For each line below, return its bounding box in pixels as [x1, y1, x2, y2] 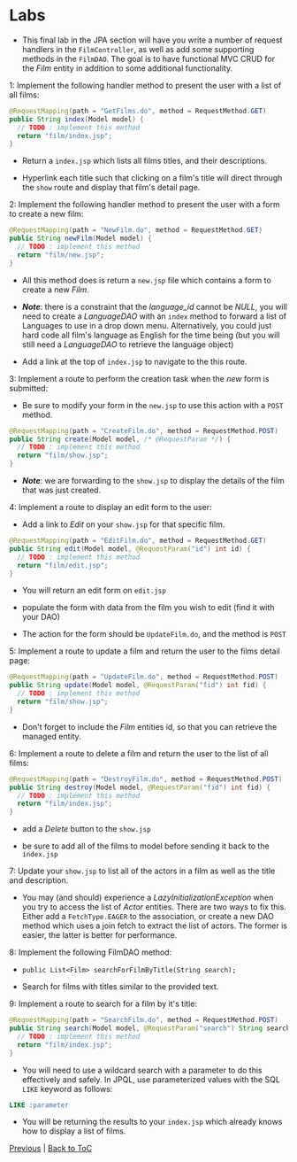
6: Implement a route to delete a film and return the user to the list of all [9, 748, 269, 758]
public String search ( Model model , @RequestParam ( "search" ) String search [9, 1024, 291, 1033]
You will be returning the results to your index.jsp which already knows [21, 1117, 283, 1127]
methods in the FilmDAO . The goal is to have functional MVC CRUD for [21, 53, 276, 64]
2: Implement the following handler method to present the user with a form [9, 199, 280, 210]
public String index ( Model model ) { [9, 114, 144, 124]
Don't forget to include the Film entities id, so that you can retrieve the [21, 721, 278, 732]
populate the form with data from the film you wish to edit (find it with [21, 602, 275, 613]
